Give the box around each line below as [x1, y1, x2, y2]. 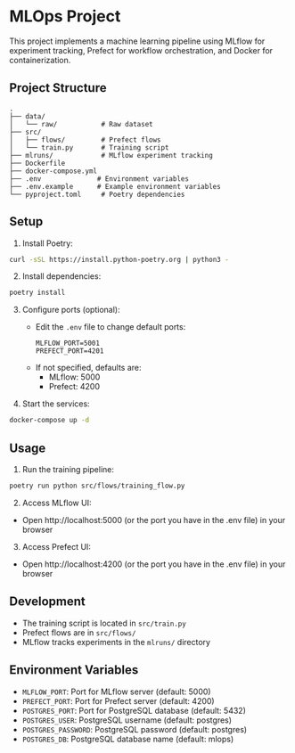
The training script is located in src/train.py [21, 618, 187, 628]
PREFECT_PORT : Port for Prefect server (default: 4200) [21, 695, 216, 706]
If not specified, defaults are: [35, 363, 142, 373]
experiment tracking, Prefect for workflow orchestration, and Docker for [9, 45, 274, 55]
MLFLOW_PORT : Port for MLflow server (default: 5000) [21, 686, 211, 697]
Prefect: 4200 [48, 381, 101, 392]
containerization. [9, 54, 71, 65]
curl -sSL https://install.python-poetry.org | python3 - [9, 255, 229, 264]
